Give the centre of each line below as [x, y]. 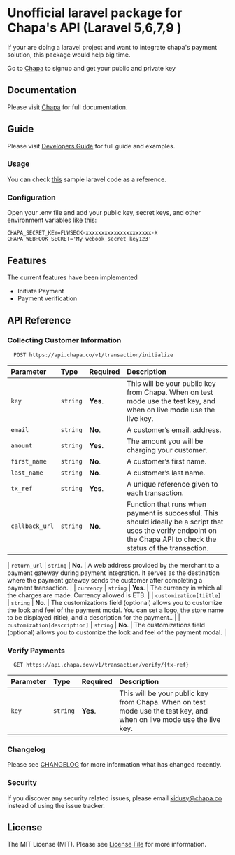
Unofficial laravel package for [95, 13]
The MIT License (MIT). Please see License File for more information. [107, 844]
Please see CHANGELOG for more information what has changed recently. [114, 765]
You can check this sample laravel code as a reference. [87, 179]
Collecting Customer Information [64, 340]
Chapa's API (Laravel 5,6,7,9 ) [94, 28]
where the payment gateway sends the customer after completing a [105, 580]
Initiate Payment [41, 291]
